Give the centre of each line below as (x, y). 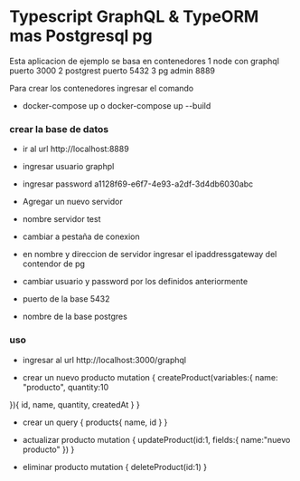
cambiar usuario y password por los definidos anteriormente (135, 282)
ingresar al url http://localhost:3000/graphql (104, 360)
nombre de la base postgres (75, 317)
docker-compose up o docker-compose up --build (117, 105)
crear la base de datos (59, 129)
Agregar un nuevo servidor (73, 202)
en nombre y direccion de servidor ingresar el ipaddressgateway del (150, 255)
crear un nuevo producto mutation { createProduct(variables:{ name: (150, 377)
